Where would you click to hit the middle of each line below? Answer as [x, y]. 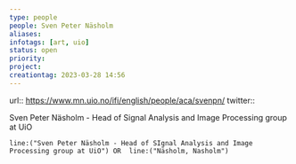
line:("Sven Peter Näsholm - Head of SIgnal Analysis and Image [131, 143]
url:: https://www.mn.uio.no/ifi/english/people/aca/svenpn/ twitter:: [132, 100]
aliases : [25, 34]
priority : [28, 59]
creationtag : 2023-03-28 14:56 [67, 75]
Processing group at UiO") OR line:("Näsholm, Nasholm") [119, 151]
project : [25, 67]
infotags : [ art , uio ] [49, 42]
